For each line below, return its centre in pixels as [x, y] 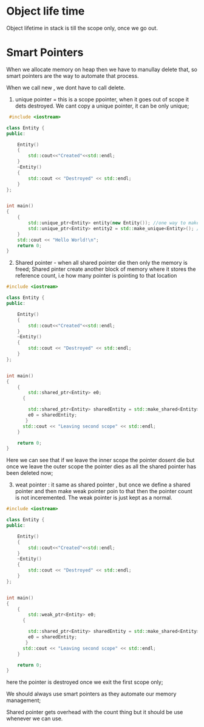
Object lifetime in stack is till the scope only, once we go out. [82, 28]
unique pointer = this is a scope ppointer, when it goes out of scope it [102, 99]
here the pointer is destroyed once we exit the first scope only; [85, 682]
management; [24, 700]
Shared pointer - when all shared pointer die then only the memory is [101, 263]
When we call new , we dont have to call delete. [66, 87]
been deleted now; [30, 473]
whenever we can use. [35, 718]
